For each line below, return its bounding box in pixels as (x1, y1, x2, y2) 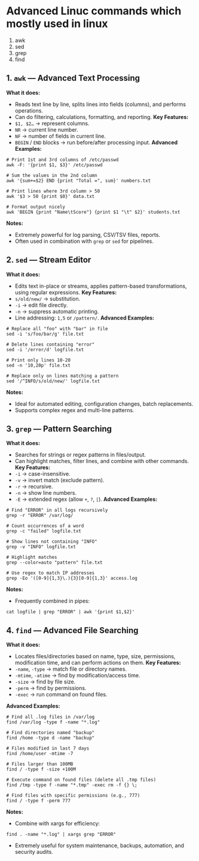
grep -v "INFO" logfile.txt (6, 544, 76, 550)
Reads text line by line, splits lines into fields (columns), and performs (14, 101, 186, 108)
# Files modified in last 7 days (6, 746, 90, 752)
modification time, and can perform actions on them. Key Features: (14, 659, 181, 667)
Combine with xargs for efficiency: (14, 820, 100, 827)
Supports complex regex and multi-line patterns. (14, 406, 134, 413)
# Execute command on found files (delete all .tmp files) (6, 777, 157, 783)
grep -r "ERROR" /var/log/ (6, 513, 74, 519)
